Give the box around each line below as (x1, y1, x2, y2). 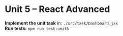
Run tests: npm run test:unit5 (5, 25, 69, 31)
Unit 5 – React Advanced (5, 3, 110, 15)
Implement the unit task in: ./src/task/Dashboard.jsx (5, 20, 118, 26)
